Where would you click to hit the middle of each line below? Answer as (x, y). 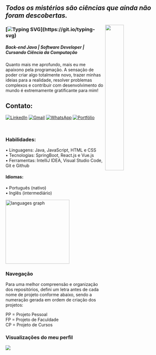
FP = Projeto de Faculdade (32, 319)
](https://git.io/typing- (68, 30)
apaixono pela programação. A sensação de (50, 70)
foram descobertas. (36, 16)
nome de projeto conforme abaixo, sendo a (49, 295)
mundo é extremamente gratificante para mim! (52, 91)
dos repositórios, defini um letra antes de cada (52, 289)
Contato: (19, 106)
